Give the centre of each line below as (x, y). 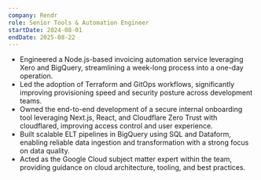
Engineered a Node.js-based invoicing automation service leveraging (131, 59)
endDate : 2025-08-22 (42, 37)
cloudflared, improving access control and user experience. (116, 126)
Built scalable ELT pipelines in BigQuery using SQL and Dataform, (125, 135)
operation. (36, 76)
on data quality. (44, 151)
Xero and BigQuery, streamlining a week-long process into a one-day (131, 68)
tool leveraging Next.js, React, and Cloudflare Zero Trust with (118, 117)
